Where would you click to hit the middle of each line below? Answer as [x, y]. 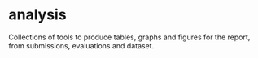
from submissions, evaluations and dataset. [81, 45]
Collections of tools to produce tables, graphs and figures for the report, [129, 37]
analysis [37, 15]
